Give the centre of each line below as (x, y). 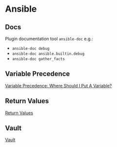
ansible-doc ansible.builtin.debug (48, 54)
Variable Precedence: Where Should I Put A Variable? (58, 85)
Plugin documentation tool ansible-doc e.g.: (49, 39)
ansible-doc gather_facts (38, 59)
